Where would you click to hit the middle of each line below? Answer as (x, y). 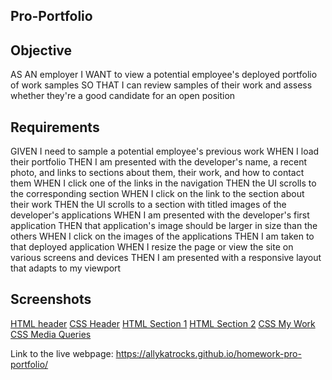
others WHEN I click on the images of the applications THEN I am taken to (162, 236)
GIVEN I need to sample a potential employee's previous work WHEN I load (165, 151)
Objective (41, 50)
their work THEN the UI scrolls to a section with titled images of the (148, 205)
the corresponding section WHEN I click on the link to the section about (157, 194)
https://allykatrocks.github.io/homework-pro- (208, 353)
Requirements (55, 127)
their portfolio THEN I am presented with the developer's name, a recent (159, 162)
